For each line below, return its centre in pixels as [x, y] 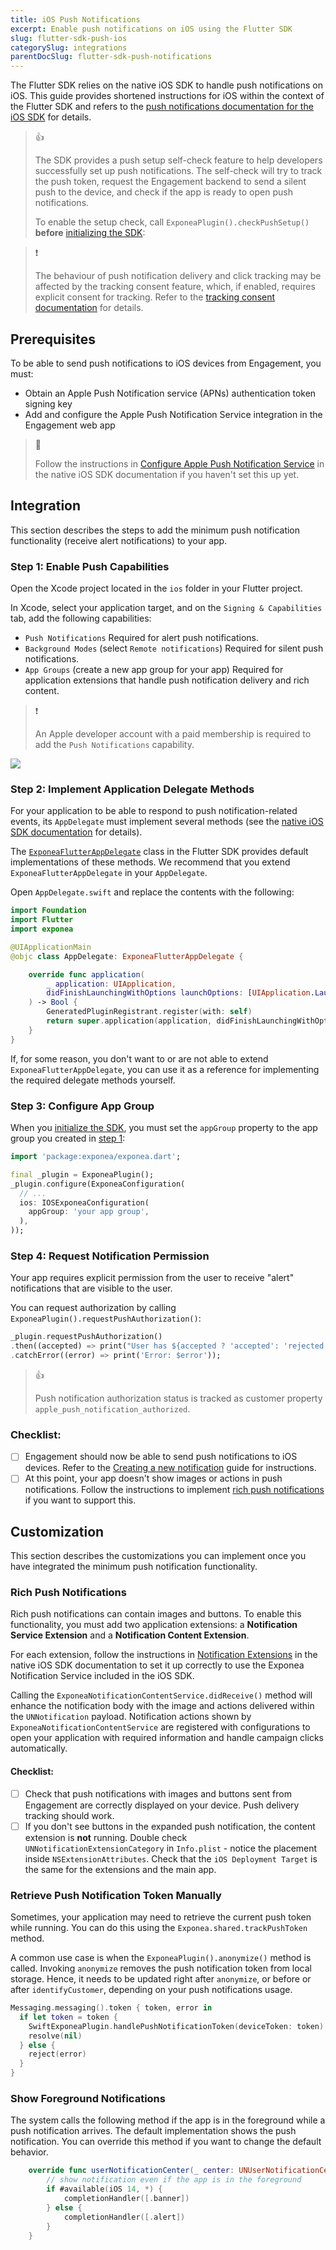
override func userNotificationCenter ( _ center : [131, 2171]
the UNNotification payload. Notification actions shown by [131, 1717]
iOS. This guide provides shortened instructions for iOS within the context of [167, 96]
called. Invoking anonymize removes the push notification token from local [161, 1968]
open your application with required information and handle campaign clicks [167, 1738]
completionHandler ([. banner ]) [126, 2199]
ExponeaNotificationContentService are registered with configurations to [160, 1727]
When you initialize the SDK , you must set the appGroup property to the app [164, 1128]
